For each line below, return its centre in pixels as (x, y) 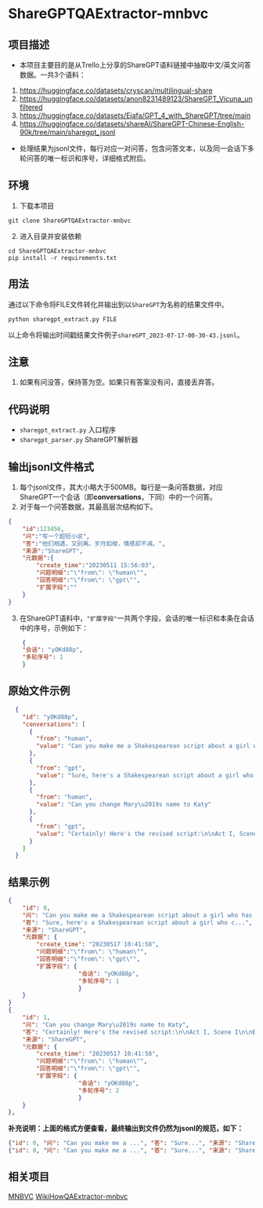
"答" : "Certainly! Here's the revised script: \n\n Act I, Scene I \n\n (137, 1032)
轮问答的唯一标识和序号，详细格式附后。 (85, 158)
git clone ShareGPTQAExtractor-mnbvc (70, 221)
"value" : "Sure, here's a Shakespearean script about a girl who (145, 775)
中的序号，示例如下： (54, 628)
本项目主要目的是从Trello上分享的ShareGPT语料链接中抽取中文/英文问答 (135, 65)
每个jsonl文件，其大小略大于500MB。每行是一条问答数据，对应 (121, 487)
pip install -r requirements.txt (63, 258)
